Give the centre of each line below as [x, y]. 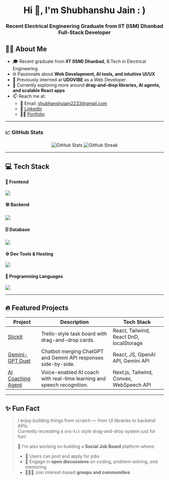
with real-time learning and [73, 379]
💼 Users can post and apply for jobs [62, 456]
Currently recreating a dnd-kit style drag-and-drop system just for [87, 431]
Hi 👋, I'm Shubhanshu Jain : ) [84, 10]
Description [74, 322]
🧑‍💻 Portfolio [32, 114]
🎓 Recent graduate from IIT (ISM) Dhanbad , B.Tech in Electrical [79, 61]
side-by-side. [58, 364]
